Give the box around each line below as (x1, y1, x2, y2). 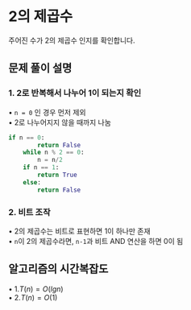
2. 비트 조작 (8, 206, 51, 217)
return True (37, 171, 78, 179)
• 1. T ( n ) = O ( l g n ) (8, 283, 64, 294)
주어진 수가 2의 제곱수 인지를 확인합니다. (8, 35, 135, 45)
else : (23, 178, 42, 186)
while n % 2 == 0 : (23, 148, 85, 157)
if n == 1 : (23, 163, 60, 172)
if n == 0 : (8, 134, 45, 142)
